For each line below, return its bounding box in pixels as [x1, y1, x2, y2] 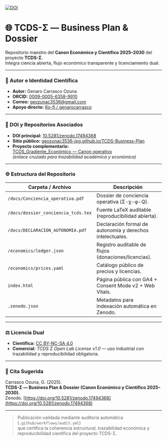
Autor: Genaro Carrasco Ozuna [12, 88, 77, 94]
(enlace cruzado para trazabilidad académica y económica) [12, 154, 137, 160]
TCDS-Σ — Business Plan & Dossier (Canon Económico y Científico [5, 384, 146, 390]
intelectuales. [96, 233, 128, 240]
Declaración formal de [96, 220, 148, 227]
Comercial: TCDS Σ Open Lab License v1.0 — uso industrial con [12, 346, 144, 352]
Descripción [113, 183, 143, 190]
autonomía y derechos [96, 227, 149, 234]
